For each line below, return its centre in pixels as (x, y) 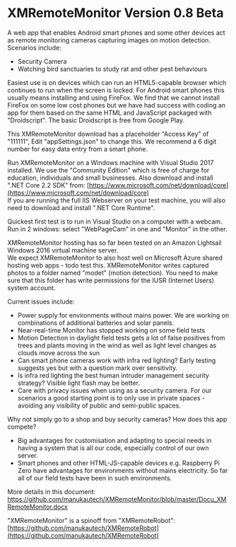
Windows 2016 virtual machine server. (63, 250)
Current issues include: (41, 301)
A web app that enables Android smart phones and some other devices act (116, 33)
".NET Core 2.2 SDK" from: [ (48, 185)
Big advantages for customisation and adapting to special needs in (114, 440)
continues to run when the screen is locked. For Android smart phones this (116, 90)
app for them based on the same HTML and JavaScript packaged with (110, 113)
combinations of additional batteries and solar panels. (96, 323)
